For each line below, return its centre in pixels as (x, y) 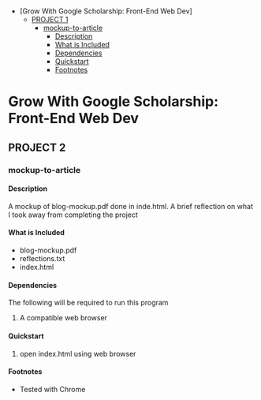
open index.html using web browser (78, 353)
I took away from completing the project (73, 215)
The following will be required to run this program (88, 303)
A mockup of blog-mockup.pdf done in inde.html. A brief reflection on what (131, 206)
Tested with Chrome (52, 389)
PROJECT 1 (50, 20)
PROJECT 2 (37, 147)
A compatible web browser (63, 318)
